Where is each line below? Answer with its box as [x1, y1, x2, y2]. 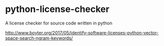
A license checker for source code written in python [5, 20, 113, 26]
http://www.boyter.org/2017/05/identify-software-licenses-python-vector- [5, 29, 159, 35]
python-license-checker [5, 3, 109, 15]
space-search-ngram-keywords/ [5, 35, 73, 41]
